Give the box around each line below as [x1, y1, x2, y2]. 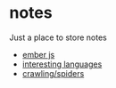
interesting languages [21, 59, 103, 69]
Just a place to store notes [9, 32, 107, 43]
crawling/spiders [21, 68, 85, 78]
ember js [21, 49, 55, 60]
